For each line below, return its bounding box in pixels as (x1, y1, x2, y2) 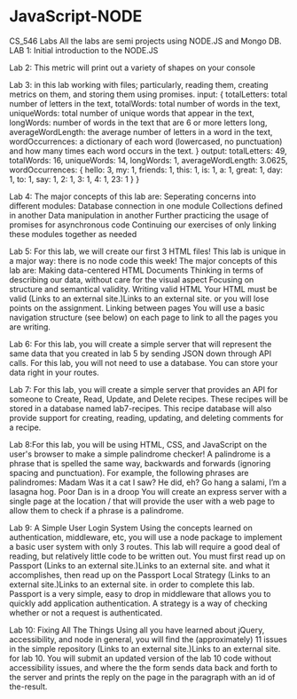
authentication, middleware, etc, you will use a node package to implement (9, 531, 283, 543)
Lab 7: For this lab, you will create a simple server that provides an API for (9, 384, 277, 394)
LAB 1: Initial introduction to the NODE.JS (9, 44, 159, 55)
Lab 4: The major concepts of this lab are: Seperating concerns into (9, 191, 257, 202)
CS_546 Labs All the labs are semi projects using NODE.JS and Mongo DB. (9, 36, 282, 46)
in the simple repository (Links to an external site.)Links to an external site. (9, 643, 281, 654)
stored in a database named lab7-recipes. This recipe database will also (9, 402, 272, 414)
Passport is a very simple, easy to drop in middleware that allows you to (9, 588, 271, 599)
